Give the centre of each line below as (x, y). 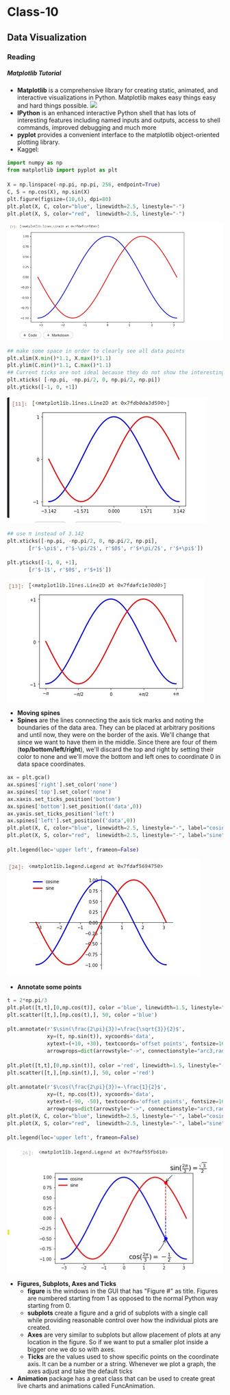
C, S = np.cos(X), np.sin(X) (49, 192)
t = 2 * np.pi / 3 (27, 1000)
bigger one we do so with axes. (72, 1349)
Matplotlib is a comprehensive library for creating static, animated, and (117, 91)
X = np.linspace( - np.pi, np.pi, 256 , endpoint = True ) (84, 185)
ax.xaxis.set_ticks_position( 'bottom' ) (64, 799)
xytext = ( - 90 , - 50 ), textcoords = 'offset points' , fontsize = (133, 1102)
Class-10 (33, 12)
